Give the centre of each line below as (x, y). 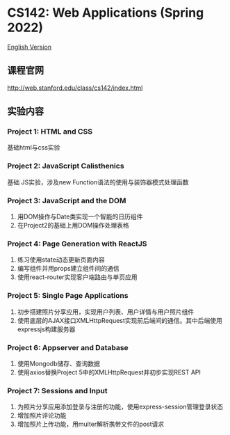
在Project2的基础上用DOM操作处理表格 (73, 226)
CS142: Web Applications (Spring (106, 13)
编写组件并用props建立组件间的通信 (68, 269)
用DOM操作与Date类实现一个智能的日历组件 (80, 216)
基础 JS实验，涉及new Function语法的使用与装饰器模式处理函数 (98, 182)
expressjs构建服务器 (46, 329)
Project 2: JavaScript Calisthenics (66, 166)
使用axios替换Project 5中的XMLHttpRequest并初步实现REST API (109, 372)
